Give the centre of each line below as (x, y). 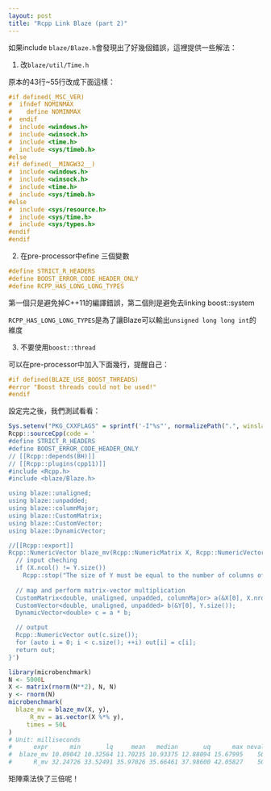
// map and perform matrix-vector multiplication (100, 590)
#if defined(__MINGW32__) (52, 165)
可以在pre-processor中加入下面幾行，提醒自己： (89, 364)
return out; (36, 650)
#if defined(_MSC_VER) (46, 97)
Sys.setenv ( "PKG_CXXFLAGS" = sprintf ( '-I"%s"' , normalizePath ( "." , (124, 426)
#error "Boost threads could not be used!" (83, 387)
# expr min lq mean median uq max (126, 747)
